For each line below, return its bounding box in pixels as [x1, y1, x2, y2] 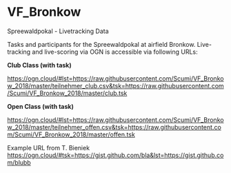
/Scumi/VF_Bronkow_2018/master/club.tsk [7, 89, 128, 97]
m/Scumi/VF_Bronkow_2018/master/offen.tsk [7, 130, 136, 139]
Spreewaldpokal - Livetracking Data [7, 27, 109, 35]
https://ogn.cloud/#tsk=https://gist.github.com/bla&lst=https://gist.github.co [7, 151, 224, 159]
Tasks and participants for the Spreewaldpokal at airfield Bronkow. [7, 40, 196, 48]
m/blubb [7, 158, 31, 166]
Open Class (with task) [7, 102, 74, 110]
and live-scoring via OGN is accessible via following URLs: [32, 48, 198, 56]
